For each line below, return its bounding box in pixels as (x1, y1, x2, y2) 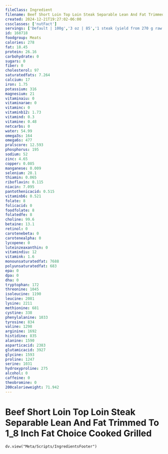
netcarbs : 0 (5, 124, 30, 129)
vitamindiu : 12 (5, 250, 37, 255)
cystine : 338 (5, 310, 32, 315)
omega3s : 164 (5, 133, 32, 138)
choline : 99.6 (5, 217, 35, 222)
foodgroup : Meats (5, 36, 41, 41)
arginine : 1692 (5, 329, 37, 334)
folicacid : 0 (5, 203, 32, 208)
